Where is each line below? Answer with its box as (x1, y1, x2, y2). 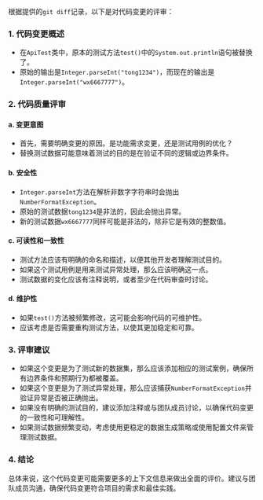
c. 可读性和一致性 (8, 236, 64, 245)
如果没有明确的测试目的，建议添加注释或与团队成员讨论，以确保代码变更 (19, 403, 254, 413)
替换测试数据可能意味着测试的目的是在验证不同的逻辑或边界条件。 (19, 149, 233, 158)
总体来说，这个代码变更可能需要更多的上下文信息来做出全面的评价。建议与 (8, 473, 249, 483)
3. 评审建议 (8, 344, 50, 355)
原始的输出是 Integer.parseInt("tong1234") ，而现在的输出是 (19, 68, 215, 77)
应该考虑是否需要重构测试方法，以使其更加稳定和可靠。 (19, 323, 199, 333)
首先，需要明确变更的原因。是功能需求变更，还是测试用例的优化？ (19, 138, 233, 148)
